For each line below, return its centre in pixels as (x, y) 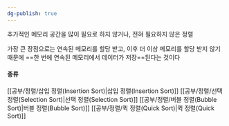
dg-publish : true (32, 13)
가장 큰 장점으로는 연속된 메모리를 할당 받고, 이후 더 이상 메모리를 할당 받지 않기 (114, 48)
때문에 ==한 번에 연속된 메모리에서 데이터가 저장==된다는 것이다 (94, 57)
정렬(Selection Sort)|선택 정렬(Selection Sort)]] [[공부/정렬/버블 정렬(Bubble (112, 99)
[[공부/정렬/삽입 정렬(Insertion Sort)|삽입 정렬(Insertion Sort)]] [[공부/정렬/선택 (115, 91)
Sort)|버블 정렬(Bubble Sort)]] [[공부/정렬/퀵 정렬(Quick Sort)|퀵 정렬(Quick (111, 108)
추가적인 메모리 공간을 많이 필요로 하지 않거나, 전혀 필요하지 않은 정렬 (100, 34)
